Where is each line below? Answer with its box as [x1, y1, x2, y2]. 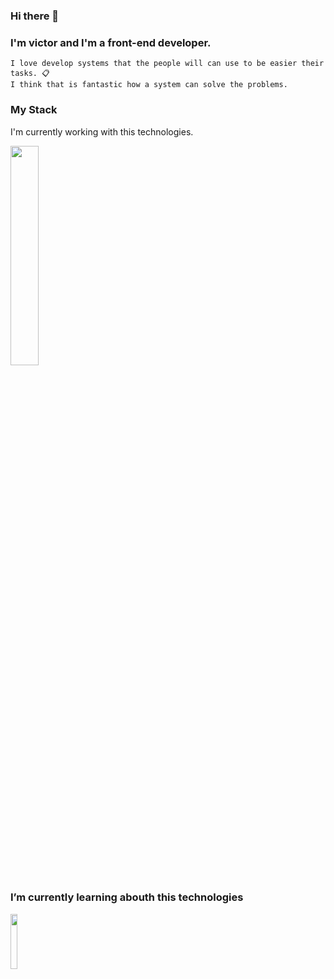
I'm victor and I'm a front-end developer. [10, 35, 212, 49]
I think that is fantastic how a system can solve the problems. [10, 80, 288, 90]
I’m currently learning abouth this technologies [10, 890, 244, 904]
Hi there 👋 [10, 9, 60, 23]
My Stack [10, 103, 58, 117]
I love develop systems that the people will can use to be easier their [10, 59, 325, 69]
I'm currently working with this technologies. [10, 125, 194, 138]
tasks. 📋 [10, 69, 50, 79]
